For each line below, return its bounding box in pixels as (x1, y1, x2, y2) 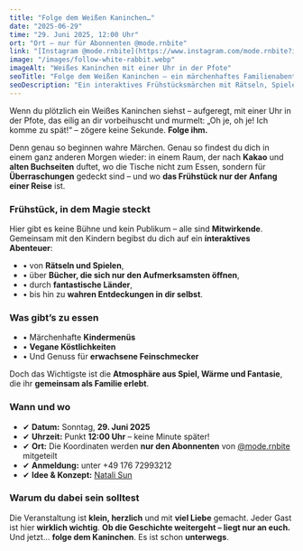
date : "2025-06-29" (9, 22, 83, 31)
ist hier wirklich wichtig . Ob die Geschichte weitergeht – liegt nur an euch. (9, 521, 291, 533)
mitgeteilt (22, 450, 58, 461)
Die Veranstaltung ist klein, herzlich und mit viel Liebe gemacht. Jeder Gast (9, 512, 292, 523)
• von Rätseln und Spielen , (22, 259, 124, 271)
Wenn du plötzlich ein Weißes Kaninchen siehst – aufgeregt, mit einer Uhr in (9, 105, 291, 116)
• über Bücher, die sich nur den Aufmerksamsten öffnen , (22, 269, 241, 280)
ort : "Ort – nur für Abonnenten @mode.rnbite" (9, 38, 188, 48)
